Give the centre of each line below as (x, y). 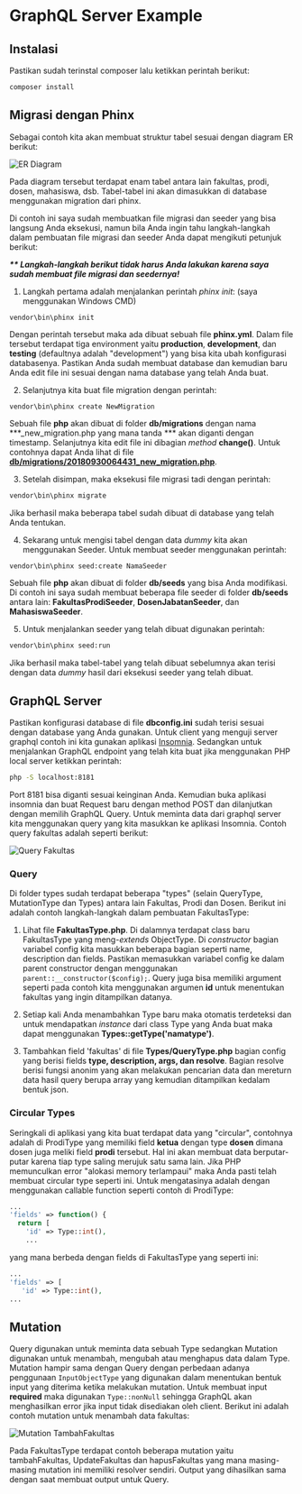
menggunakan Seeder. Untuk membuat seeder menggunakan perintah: (154, 549)
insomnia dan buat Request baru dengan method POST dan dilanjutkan (141, 804)
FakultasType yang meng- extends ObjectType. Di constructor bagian (151, 939)
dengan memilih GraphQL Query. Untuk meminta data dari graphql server (146, 814)
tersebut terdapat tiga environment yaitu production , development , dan (143, 344)
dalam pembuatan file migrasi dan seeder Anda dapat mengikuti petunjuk (146, 237)
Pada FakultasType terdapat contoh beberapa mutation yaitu (122, 1451)
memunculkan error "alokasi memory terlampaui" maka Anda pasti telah (143, 1171)
